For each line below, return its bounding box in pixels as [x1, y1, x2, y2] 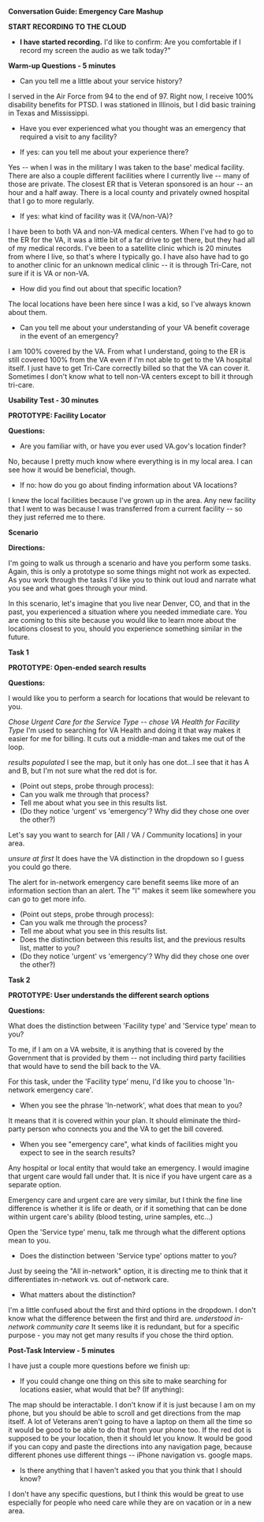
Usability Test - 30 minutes [8, 395, 99, 405]
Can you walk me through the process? [19, 918, 147, 927]
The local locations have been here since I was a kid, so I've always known [8, 299, 251, 309]
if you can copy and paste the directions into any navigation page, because [8, 1442, 252, 1451]
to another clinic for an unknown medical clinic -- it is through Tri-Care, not [8, 261, 252, 269]
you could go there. [8, 862, 72, 872]
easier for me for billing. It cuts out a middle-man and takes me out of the [8, 734, 246, 743]
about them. [8, 308, 47, 317]
